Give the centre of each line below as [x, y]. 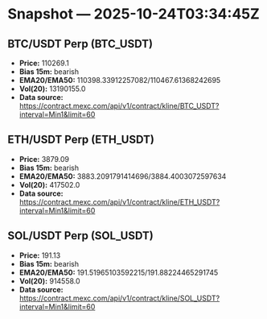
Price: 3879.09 [44, 159]
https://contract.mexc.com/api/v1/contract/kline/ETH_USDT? [119, 201]
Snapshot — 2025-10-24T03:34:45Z [134, 14]
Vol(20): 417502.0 [49, 184]
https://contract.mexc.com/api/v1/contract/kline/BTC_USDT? [119, 106]
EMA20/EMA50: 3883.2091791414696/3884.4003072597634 [123, 176]
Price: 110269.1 [44, 63]
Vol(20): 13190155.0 [52, 89]
